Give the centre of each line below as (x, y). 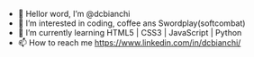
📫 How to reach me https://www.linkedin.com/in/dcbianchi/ (129, 43)
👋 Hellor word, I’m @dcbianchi (74, 14)
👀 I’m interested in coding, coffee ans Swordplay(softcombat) (132, 23)
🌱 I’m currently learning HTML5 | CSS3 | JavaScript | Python (130, 33)
